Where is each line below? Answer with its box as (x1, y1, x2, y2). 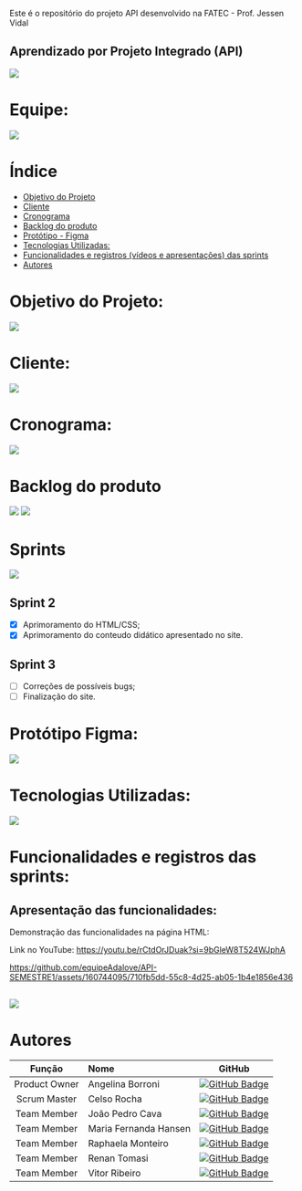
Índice (9, 161, 57, 182)
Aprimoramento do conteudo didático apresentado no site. (22, 630, 244, 641)
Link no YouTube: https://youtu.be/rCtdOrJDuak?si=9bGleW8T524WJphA (9, 945, 286, 956)
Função (30, 1062, 64, 1075)
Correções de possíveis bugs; (22, 681, 136, 692)
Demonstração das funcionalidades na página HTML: (9, 926, 210, 938)
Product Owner (14, 1078, 79, 1091)
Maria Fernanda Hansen (88, 1123, 192, 1135)
